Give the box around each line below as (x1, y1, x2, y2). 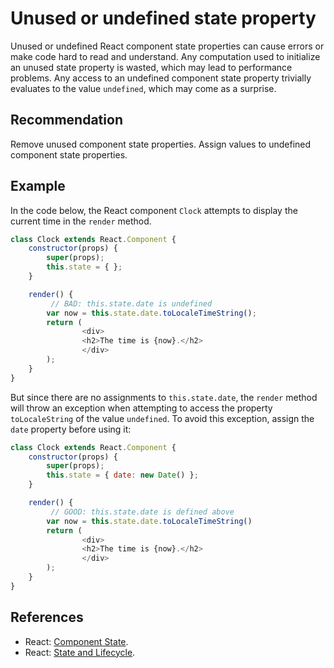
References (10, 609, 84, 626)
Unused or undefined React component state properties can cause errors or (10, 40, 325, 52)
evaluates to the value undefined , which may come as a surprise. (10, 82, 277, 94)
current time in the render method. (10, 215, 152, 227)
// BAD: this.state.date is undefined (50, 298, 213, 309)
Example (10, 178, 66, 195)
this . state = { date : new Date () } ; (46, 470, 199, 481)
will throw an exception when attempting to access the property (10, 402, 273, 414)
